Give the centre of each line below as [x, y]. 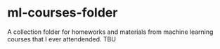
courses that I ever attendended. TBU [62, 39]
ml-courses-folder [63, 13]
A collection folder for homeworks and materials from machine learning [110, 32]
